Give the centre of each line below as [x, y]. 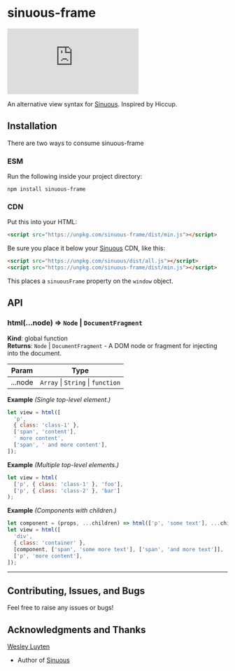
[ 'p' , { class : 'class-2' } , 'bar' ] [67, 491]
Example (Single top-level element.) [59, 399]
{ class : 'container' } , [50, 543]
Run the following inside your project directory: [75, 177]
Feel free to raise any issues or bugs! [60, 608]
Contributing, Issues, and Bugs [76, 591]
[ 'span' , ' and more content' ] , [61, 445]
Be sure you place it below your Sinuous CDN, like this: [86, 248]
